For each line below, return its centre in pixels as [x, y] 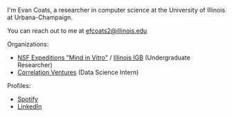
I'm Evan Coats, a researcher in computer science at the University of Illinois [116, 10]
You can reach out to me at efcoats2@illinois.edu [77, 31]
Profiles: [19, 85]
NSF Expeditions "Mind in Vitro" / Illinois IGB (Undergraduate [104, 57]
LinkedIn [29, 106]
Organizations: [28, 44]
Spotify [27, 99]
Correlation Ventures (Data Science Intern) [78, 72]
